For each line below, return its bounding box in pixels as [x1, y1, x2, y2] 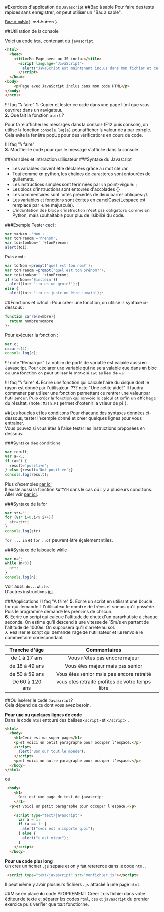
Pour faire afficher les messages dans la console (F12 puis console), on [5, 121, 148, 127]
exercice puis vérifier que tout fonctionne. [5, 901, 89, 907]
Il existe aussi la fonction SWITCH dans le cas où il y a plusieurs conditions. [5, 486, 153, 492]
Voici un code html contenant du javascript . [5, 38, 95, 44]
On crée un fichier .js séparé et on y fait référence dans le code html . [5, 863, 147, 869]
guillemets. [12, 176, 35, 182]
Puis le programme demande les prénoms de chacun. [5, 608, 113, 614]
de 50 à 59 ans [9, 670, 44, 677]
